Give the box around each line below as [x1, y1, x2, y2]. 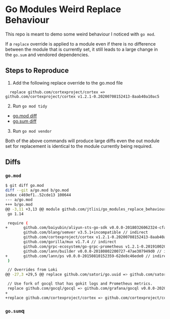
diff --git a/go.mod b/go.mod [5, 188, 69, 193]
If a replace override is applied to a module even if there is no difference [5, 41, 156, 47]
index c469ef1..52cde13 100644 [5, 192, 71, 198]
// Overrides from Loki [7, 267, 58, 272]
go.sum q [5, 307, 25, 314]
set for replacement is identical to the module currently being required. [5, 143, 153, 149]
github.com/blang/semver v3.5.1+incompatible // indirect [23, 230, 148, 235]
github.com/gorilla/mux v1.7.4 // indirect [23, 240, 116, 245]
